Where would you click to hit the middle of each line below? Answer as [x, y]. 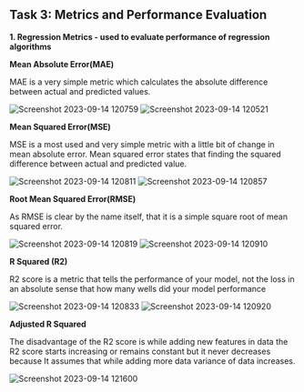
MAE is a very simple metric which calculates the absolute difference [139, 82]
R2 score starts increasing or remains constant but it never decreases [140, 351]
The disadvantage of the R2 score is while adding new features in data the [149, 341]
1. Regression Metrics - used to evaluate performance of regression [140, 36]
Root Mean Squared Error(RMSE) [73, 198]
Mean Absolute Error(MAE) [62, 64]
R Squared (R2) [39, 261]
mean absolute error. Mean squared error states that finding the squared [146, 154]
